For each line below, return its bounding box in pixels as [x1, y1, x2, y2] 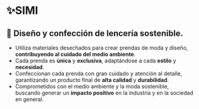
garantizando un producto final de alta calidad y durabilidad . [15, 76, 169, 84]
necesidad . [15, 64, 44, 70]
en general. [15, 96, 44, 103]
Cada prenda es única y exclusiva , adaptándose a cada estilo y [15, 57, 176, 64]
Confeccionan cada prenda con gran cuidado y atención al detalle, [15, 70, 183, 77]
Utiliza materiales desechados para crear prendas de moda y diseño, [15, 44, 189, 51]
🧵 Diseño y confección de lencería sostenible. [6, 28, 184, 38]
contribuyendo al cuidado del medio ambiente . [15, 51, 136, 58]
